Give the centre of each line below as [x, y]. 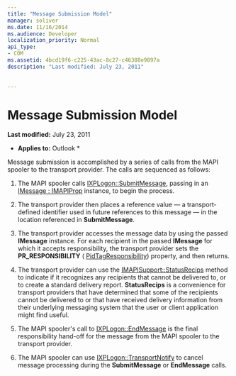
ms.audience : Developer [43, 34]
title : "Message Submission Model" [60, 14]
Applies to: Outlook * [49, 148]
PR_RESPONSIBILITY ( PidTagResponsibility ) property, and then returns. [124, 256]
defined [29, 212]
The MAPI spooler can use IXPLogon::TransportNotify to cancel [110, 358]
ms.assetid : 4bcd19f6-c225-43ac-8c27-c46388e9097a [84, 60]
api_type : [22, 47]
